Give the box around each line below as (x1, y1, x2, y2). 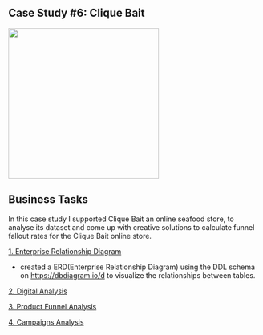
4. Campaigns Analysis (8, 317, 84, 327)
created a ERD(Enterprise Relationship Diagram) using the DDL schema (19, 262, 255, 272)
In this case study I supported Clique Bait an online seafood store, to (8, 214, 234, 224)
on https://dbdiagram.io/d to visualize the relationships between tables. (19, 270, 256, 280)
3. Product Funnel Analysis (8, 301, 97, 311)
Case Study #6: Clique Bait (8, 6, 145, 20)
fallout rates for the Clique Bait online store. (8, 231, 152, 240)
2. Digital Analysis (8, 286, 68, 296)
